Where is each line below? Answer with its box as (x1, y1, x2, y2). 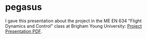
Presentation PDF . (5, 28, 42, 34)
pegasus (5, 1, 42, 13)
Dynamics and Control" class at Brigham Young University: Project (5, 23, 142, 29)
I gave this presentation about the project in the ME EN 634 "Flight (5, 18, 142, 24)
